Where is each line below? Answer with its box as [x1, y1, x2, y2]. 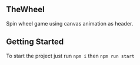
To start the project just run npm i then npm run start [6, 52, 135, 59]
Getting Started [6, 37, 64, 47]
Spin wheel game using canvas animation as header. [6, 20, 134, 27]
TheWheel [6, 5, 45, 15]
